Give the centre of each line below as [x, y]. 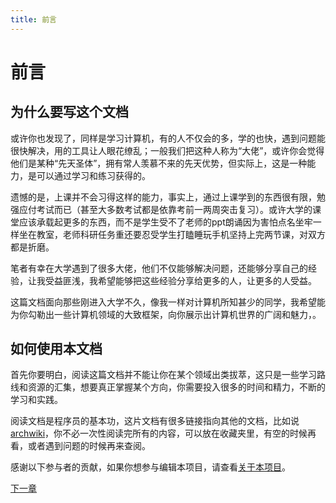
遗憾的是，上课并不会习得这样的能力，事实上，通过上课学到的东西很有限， [163, 197]
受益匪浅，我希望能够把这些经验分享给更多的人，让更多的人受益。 [180, 280]
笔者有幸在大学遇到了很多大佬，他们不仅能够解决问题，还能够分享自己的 [159, 268]
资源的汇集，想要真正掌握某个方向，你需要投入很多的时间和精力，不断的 [176, 387]
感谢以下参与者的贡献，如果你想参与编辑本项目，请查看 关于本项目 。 [150, 467]
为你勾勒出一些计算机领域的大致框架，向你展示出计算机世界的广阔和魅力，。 [166, 314]
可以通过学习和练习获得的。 [93, 175]
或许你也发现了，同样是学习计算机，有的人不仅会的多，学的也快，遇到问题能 [168, 138]
